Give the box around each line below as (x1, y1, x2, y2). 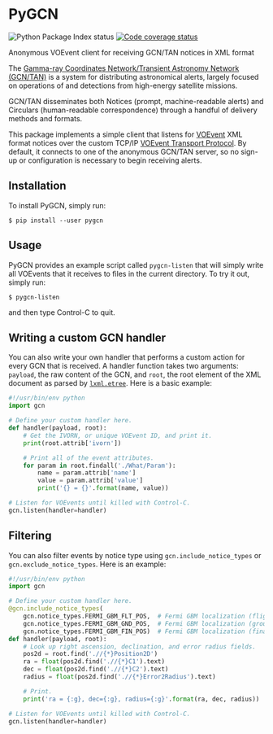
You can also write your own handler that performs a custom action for (8, 352, 245, 362)
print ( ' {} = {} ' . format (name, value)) (37, 484, 169, 492)
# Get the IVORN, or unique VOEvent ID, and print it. (23, 431, 213, 439)
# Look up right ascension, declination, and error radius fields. (23, 642, 256, 651)
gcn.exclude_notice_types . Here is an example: (8, 559, 167, 569)
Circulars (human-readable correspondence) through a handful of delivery (8, 105, 258, 115)
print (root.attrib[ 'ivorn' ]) (23, 439, 122, 448)
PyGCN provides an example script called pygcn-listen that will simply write (8, 260, 264, 269)
